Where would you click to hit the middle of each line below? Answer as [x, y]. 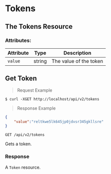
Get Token [21, 78]
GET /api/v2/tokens [25, 135]
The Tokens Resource [39, 27]
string [40, 61]
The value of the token [78, 61]
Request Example [34, 90]
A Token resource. [23, 167]
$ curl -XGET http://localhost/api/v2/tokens [52, 99]
